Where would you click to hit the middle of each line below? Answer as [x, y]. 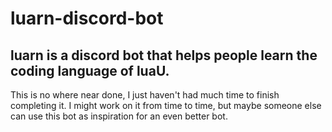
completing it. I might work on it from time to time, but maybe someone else [166, 105]
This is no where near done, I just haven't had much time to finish [145, 95]
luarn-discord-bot [87, 18]
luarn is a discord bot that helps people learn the [164, 55]
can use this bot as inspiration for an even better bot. [119, 116]
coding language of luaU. [90, 70]
